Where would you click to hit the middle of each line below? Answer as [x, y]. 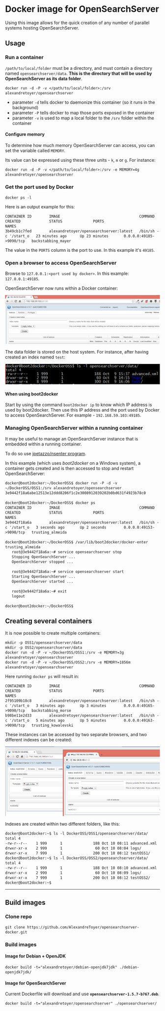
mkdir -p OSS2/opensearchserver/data [44, 648]
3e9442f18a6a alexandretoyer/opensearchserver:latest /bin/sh [80, 522]
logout [18, 596]
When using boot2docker [32, 394]
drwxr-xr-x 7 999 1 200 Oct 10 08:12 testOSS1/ [78, 853]
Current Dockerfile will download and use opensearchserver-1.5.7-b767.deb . [82, 994]
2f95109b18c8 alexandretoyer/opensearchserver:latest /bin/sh [80, 701]
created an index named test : [35, 357]
